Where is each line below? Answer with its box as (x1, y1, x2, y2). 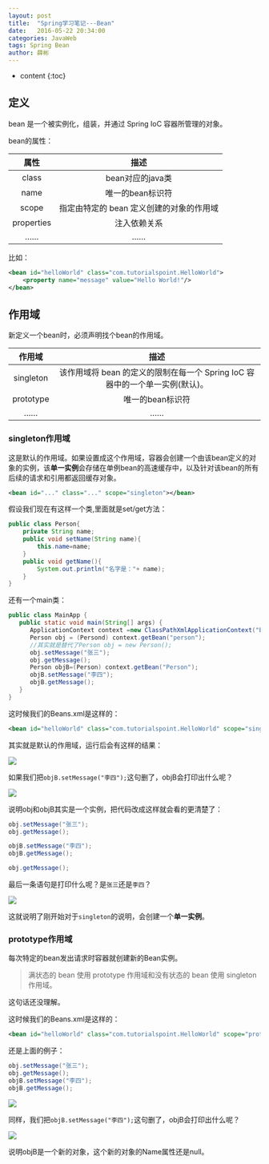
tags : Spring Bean (8, 42, 70, 50)
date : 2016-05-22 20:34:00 (8, 26, 106, 34)
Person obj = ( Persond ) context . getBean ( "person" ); (29, 634, 206, 642)
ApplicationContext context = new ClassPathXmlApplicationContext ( (29, 626, 256, 634)
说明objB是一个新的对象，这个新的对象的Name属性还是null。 (8, 1146, 209, 1156)
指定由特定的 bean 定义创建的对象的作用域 (58, 202, 219, 213)
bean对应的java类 (105, 172, 172, 183)
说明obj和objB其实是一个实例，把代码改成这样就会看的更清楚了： (8, 804, 223, 814)
